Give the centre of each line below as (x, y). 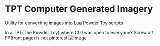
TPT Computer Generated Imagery (79, 9)
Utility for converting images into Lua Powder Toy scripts (64, 23)
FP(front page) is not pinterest (36, 38)
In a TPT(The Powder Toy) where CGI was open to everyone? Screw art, (80, 32)
